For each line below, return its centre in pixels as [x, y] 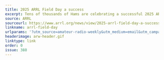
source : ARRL [18, 18]
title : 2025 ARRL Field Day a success [44, 9]
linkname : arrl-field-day [31, 28]
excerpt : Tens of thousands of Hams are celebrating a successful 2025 [79, 14]
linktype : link [20, 41]
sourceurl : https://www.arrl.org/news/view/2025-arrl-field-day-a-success [83, 23]
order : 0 [14, 45]
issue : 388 [16, 50]
